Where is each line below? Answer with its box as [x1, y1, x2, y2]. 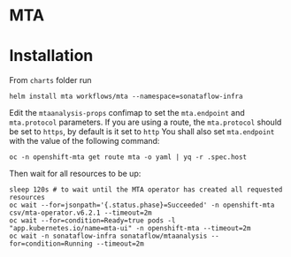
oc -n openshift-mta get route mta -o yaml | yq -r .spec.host [9, 153, 248, 162]
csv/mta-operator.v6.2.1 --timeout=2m [9, 208, 152, 217]
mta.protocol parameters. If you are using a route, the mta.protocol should [9, 117, 282, 128]
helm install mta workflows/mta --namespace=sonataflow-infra [9, 92, 243, 102]
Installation [9, 46, 94, 66]
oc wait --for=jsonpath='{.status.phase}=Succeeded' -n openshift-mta [9, 200, 275, 210]
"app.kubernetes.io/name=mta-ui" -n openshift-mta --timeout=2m [9, 224, 251, 233]
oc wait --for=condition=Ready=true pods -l [9, 216, 176, 225]
